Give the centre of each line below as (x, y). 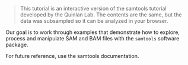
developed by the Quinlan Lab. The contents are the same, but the (101, 15)
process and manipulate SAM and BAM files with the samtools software (93, 38)
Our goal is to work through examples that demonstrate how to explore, (93, 32)
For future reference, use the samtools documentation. (72, 56)
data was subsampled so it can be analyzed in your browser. (94, 21)
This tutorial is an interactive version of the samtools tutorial (93, 8)
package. (17, 45)
